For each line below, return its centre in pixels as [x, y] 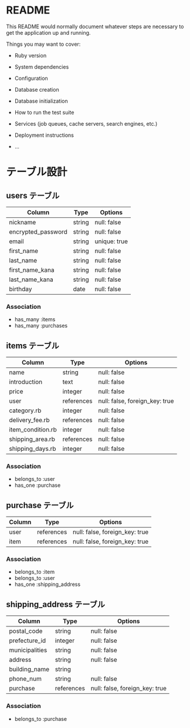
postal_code [26, 631]
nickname [23, 222]
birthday [21, 289]
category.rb [25, 410]
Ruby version [30, 55]
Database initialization [41, 101]
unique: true [111, 241]
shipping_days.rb [33, 449]
